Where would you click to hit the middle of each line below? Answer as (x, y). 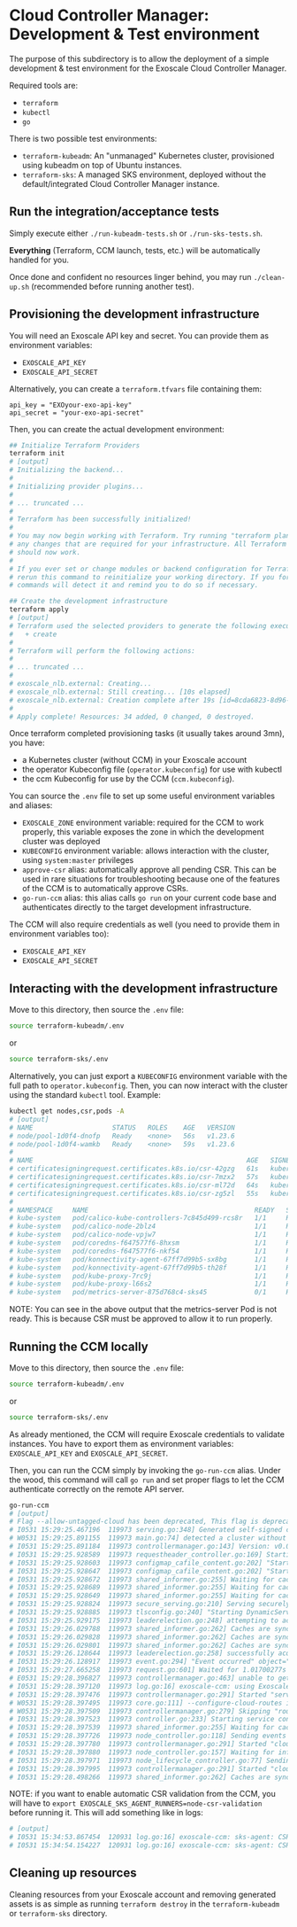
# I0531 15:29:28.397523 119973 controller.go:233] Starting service (142, 1720)
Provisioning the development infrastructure (134, 314)
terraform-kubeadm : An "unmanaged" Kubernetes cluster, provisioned (148, 155)
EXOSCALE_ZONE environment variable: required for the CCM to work (143, 823)
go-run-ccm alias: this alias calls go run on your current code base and (149, 898)
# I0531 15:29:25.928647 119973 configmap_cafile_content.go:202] (136, 1571)
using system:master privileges (78, 860)
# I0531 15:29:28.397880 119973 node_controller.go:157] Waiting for (142, 1752)
